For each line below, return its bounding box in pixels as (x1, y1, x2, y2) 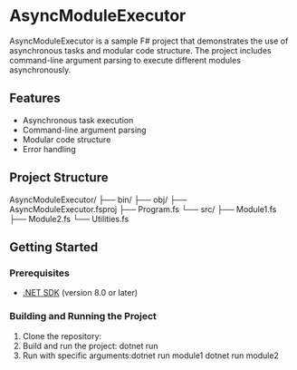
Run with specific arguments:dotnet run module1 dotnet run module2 (22, 350, 279, 361)
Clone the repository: (22, 330, 102, 341)
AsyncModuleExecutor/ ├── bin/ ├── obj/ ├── (9, 194, 187, 205)
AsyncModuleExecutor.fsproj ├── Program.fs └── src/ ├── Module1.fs (9, 203, 277, 214)
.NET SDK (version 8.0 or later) (22, 287, 139, 298)
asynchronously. (9, 64, 72, 75)
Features (9, 91, 61, 106)
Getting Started (9, 239, 99, 255)
